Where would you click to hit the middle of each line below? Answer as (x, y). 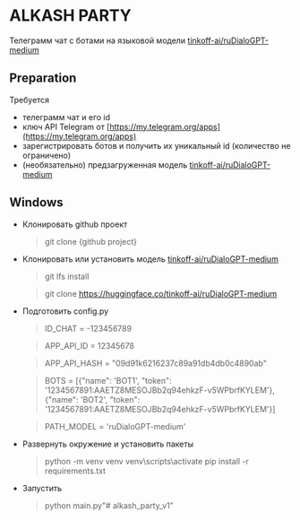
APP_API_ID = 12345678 (90, 345)
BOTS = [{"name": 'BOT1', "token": (108, 380)
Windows (36, 203)
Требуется (30, 100)
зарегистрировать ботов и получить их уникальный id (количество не (156, 145)
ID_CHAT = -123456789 (88, 328)
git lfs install (67, 276)
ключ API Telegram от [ (66, 126)
